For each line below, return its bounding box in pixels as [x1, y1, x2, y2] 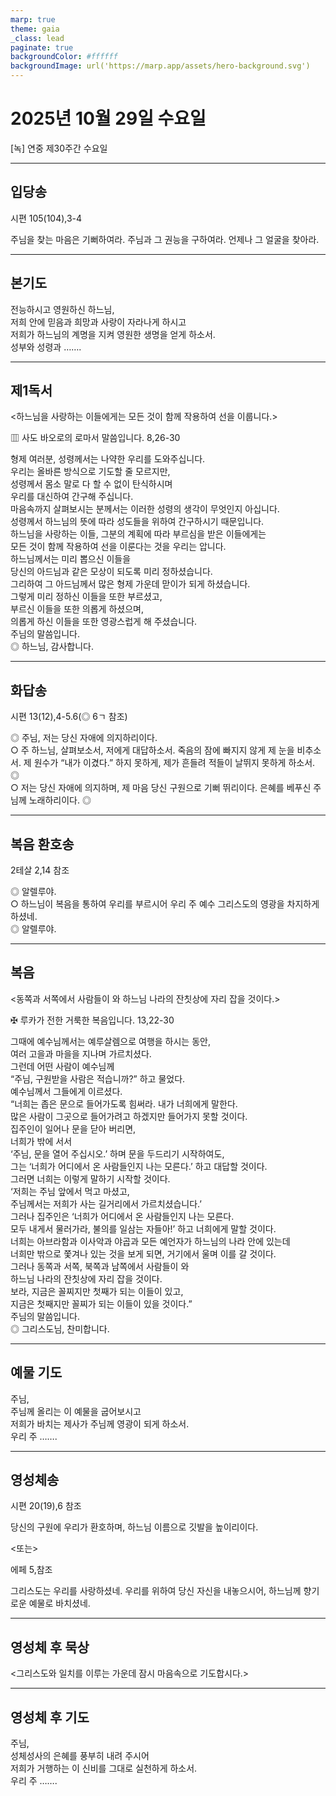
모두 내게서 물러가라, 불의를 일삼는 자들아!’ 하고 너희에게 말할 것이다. [10, 1222, 277, 1235]
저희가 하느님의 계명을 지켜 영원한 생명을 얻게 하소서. [10, 328, 216, 340]
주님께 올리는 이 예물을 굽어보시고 [10, 1405, 142, 1417]
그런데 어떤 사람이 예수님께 [10, 1060, 115, 1072]
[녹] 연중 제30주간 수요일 [10, 142, 108, 154]
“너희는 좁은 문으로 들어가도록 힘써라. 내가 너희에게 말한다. [10, 1097, 238, 1110]
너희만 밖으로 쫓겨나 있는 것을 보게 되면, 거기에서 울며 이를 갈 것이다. [10, 1247, 277, 1260]
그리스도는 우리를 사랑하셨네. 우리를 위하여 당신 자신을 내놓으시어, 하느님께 [10, 1585, 302, 1597]
